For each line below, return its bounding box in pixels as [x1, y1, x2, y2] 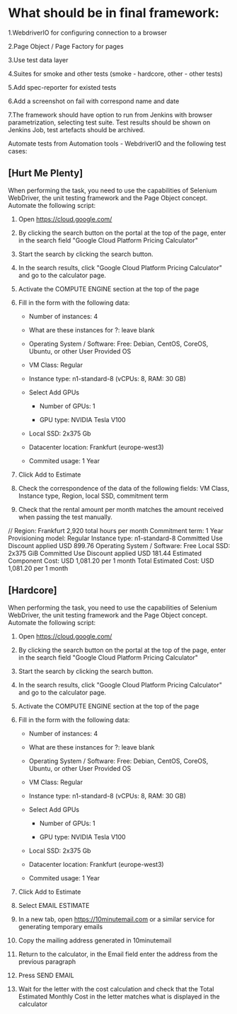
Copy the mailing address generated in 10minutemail [18, 936, 172, 945]
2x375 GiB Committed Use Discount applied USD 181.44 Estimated [8, 549, 202, 557]
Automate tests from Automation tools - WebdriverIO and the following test [8, 139, 226, 148]
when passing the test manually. [18, 513, 112, 521]
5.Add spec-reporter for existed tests [8, 83, 117, 91]
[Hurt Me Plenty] [8, 168, 83, 180]
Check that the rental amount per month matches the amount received [18, 505, 224, 513]
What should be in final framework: [8, 5, 219, 21]
